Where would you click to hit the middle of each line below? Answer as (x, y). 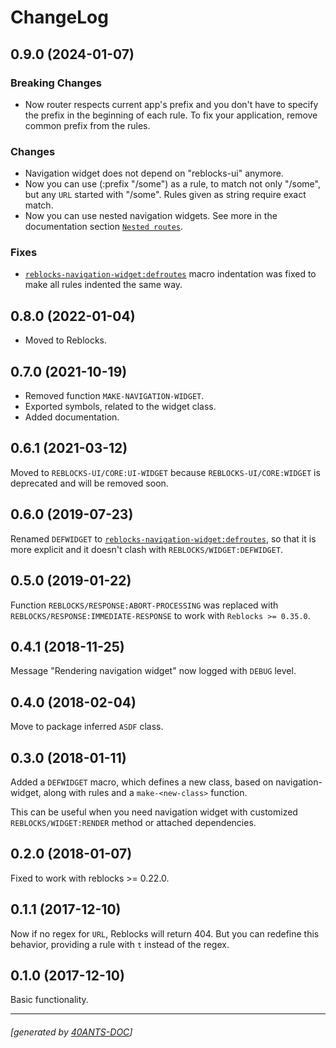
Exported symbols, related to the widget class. (120, 407)
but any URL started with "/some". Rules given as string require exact (165, 195)
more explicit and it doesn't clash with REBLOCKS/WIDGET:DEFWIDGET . (147, 549)
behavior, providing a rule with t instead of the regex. (120, 944)
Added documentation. (72, 417)
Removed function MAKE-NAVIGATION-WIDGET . (114, 396)
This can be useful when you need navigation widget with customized (154, 812)
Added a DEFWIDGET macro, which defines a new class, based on (142, 782)
